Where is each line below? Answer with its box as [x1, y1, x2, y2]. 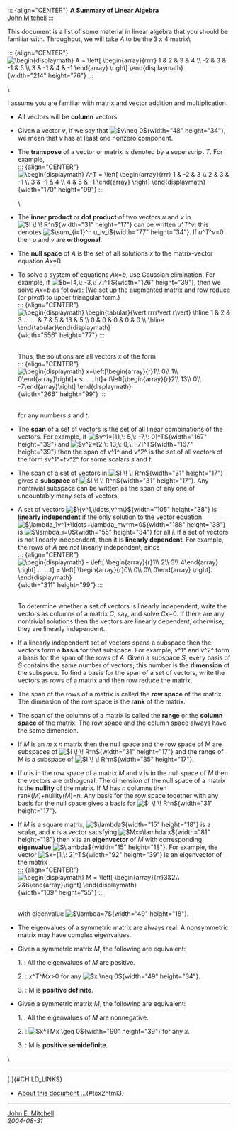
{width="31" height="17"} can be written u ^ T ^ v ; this [58, 220, 209, 229]
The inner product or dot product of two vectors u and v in [17, 213, 191, 221]
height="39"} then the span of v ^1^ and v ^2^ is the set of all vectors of [17, 447, 223, 456]
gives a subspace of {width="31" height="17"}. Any [17, 476, 209, 485]
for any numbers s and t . [17, 411, 90, 420]
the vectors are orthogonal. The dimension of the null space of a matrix [17, 777, 226, 785]
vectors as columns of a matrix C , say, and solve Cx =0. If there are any [17, 610, 225, 618]
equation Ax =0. [17, 257, 63, 265]
